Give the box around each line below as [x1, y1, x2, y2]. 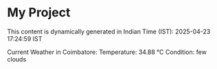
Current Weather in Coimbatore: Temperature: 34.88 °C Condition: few [7, 48, 207, 56]
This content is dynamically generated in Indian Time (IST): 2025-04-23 [7, 27, 211, 36]
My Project [7, 5, 71, 20]
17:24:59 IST [7, 34, 43, 42]
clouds [7, 55, 27, 63]
